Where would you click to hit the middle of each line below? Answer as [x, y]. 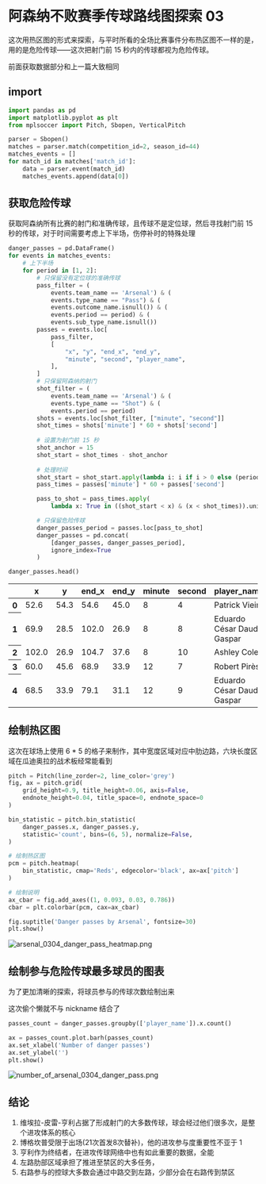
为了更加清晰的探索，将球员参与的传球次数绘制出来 [91, 992]
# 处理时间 [52, 470]
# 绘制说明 [24, 892]
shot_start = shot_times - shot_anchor [103, 455]
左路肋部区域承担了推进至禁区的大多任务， [89, 1163]
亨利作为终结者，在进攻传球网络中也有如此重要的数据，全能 [117, 1152]
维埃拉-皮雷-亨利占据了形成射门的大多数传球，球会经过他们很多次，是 [134, 1123]
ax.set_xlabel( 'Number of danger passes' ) [79, 1045]
